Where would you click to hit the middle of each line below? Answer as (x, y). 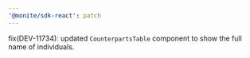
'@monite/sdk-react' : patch (55, 15)
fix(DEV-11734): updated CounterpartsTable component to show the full (125, 38)
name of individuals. (41, 46)
